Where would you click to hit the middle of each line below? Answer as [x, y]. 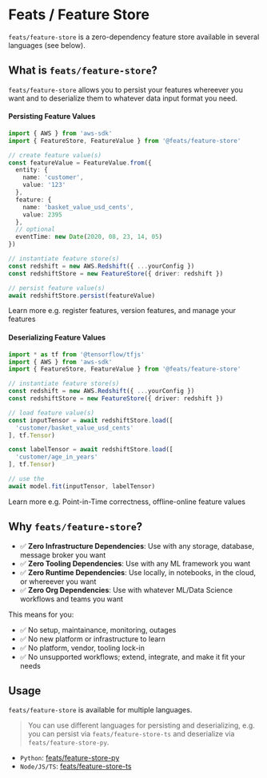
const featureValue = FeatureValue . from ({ [80, 163]
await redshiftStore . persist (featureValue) [82, 296]
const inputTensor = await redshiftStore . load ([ [91, 420]
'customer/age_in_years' [57, 457]
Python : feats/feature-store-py [70, 758]
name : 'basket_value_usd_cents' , [78, 207]
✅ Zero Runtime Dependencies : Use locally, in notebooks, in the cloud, [138, 572]
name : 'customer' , [53, 177]
